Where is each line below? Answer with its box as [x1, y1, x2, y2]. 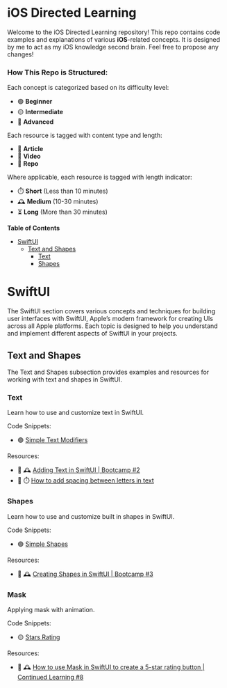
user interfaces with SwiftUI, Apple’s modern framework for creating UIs [7, 315, 214, 323]
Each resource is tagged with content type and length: [7, 131, 162, 140]
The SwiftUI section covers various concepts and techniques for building [7, 307, 216, 315]
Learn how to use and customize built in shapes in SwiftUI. [7, 512, 175, 520]
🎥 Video [17, 152, 41, 161]
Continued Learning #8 [17, 673, 84, 681]
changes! [7, 50, 34, 58]
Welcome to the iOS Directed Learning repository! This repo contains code [7, 28, 221, 36]
